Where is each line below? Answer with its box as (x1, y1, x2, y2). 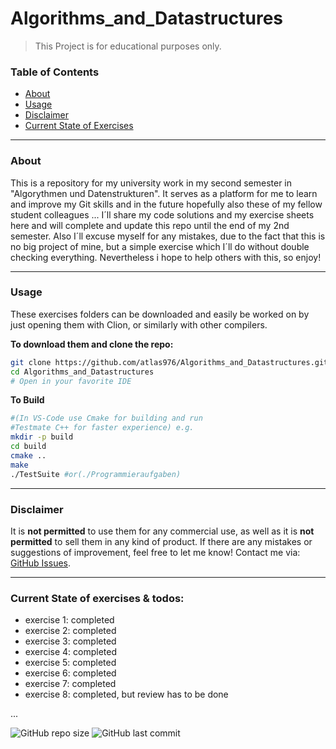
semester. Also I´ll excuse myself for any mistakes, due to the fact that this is (10, 230, 326, 242)
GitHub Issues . (10, 557, 72, 569)
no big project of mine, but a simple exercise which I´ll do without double (10, 240, 310, 252)
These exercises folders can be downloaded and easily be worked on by (10, 308, 310, 320)
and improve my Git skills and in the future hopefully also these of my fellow (10, 198, 323, 210)
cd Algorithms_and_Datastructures (10, 367, 155, 377)
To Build (10, 394, 45, 406)
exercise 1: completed (24, 614, 115, 626)
